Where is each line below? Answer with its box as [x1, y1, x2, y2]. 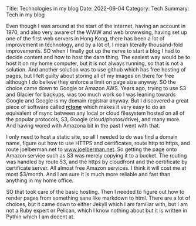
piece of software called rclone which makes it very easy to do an [6, 104, 166, 110]
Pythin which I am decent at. [6, 213, 75, 220]
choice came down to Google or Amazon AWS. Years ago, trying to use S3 [6, 85, 187, 91]
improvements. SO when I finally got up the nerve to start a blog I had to [6, 47, 180, 54]
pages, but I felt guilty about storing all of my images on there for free [6, 73, 174, 79]
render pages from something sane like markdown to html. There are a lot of [6, 194, 191, 201]
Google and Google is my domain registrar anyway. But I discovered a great [6, 97, 189, 104]
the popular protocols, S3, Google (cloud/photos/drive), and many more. [6, 116, 181, 122]
